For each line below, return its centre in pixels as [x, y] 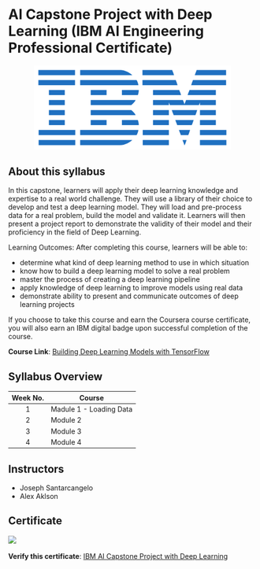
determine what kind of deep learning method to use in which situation [134, 263]
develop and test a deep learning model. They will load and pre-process [125, 207]
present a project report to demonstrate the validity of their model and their [130, 224]
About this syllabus [57, 172]
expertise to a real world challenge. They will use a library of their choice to [130, 199]
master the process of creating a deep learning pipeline [110, 279]
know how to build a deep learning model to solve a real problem [124, 271]
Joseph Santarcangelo [56, 488]
